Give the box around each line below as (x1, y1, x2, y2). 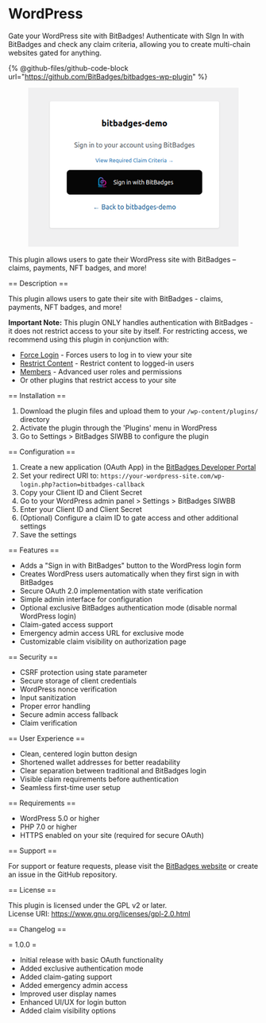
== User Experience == (8, 733, 86, 743)
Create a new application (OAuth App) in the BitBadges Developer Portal (19, 462, 256, 471)
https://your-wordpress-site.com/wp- (100, 472, 226, 480)
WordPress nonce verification (19, 684, 118, 694)
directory (19, 414, 50, 424)
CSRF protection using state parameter (19, 667, 148, 676)
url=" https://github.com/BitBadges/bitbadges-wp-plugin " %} (8, 72, 208, 81)
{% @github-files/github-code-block (8, 63, 129, 72)
